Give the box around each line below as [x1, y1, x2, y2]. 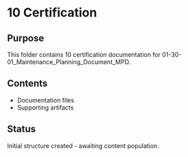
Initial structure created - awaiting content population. [7, 141, 159, 149]
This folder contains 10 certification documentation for [7, 50, 161, 59]
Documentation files [16, 96, 74, 104]
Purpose [7, 32, 45, 44]
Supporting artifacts [16, 103, 74, 112]
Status [7, 123, 36, 135]
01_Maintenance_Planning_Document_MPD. [7, 58, 131, 66]
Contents [7, 78, 48, 90]
